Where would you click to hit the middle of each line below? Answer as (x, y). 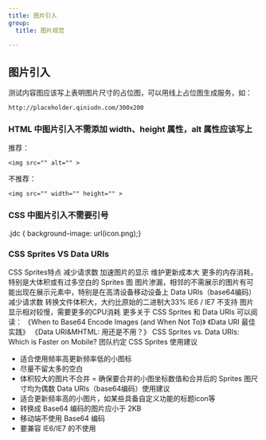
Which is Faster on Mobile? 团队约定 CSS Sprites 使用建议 (103, 341)
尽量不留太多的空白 (51, 368)
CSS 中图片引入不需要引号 (59, 216)
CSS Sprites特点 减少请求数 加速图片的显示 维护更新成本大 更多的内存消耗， (133, 272)
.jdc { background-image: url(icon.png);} (75, 233)
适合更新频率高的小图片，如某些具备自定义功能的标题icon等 (117, 398)
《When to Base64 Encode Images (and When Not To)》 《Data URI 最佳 (140, 321)
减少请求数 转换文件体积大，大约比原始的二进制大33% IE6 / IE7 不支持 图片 (131, 302)
